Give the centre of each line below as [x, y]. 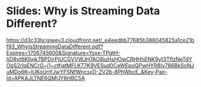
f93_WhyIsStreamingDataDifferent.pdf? [55, 46]
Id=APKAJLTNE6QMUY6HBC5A [46, 78]
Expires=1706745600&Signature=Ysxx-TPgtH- [63, 52]
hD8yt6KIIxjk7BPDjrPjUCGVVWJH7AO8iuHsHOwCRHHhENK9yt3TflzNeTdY [99, 59]
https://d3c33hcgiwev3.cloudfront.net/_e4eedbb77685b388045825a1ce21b [100, 40]
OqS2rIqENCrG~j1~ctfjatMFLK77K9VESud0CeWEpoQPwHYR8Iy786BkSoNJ [100, 65]
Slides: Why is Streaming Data [83, 11]
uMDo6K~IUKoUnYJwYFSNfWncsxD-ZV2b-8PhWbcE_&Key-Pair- [87, 72]
